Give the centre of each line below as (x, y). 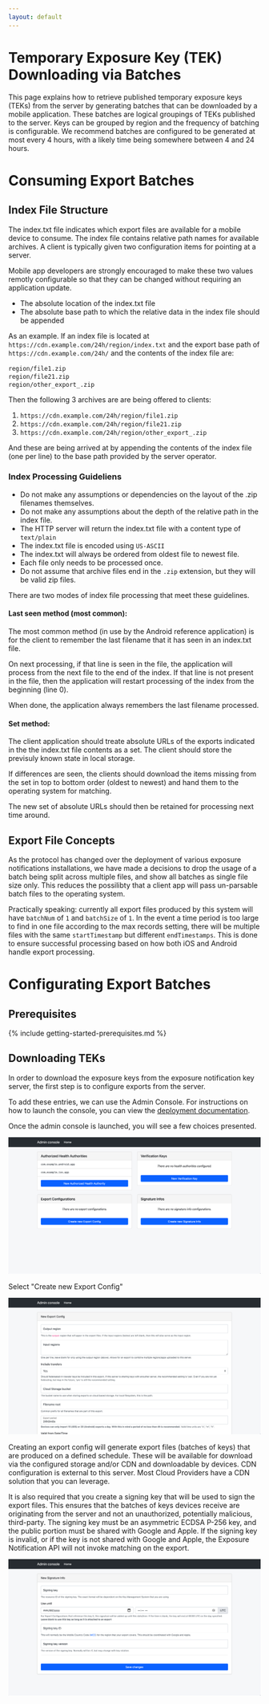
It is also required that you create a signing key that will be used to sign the (132, 1497)
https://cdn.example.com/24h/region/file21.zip (100, 424)
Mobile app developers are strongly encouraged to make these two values (131, 270)
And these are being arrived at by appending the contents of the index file (130, 447)
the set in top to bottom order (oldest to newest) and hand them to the (124, 783)
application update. (40, 287)
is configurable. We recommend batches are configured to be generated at (132, 131)
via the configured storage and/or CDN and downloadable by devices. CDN (132, 1464)
